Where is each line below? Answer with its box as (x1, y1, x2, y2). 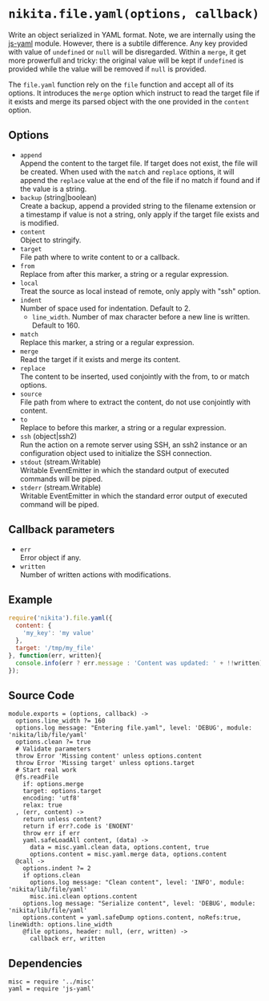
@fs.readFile (15, 773, 59, 781)
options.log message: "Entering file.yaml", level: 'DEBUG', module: (15, 724, 252, 732)
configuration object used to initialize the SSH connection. (19, 448, 212, 458)
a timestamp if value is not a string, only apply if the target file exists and (19, 210, 260, 219)
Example (8, 592, 53, 606)
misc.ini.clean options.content (29, 893, 138, 901)
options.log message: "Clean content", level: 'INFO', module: (29, 878, 246, 887)
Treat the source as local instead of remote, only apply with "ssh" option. (19, 286, 261, 295)
